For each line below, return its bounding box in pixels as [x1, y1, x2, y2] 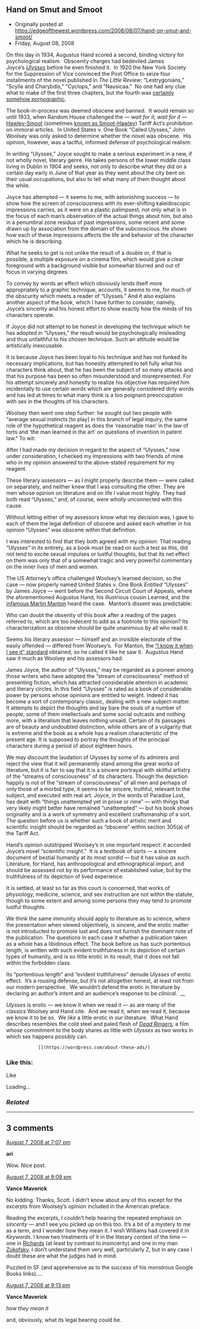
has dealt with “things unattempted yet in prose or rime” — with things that [6, 798, 189, 805]
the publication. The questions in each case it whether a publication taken [6, 933, 187, 941]
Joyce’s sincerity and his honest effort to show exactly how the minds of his [6, 305, 192, 312]
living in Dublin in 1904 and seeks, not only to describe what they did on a [6, 163, 187, 170]
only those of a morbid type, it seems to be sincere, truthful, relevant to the [6, 785, 190, 792]
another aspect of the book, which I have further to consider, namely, [6, 298, 176, 306]
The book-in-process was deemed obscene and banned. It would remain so [6, 107, 194, 114]
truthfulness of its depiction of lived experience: [6, 873, 124, 880]
